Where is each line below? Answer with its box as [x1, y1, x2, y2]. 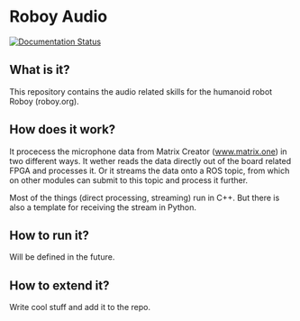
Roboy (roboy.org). [9, 96, 79, 106]
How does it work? [9, 122, 116, 137]
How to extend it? [9, 278, 110, 293]
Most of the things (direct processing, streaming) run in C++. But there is [9, 192, 280, 203]
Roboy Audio [9, 6, 108, 27]
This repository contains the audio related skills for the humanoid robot [9, 86, 273, 96]
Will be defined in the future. [9, 252, 115, 262]
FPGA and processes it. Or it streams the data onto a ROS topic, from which [9, 165, 290, 176]
